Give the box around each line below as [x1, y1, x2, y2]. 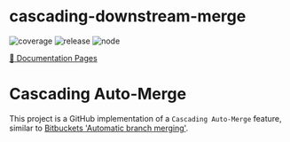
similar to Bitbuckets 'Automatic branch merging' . [9, 122, 189, 133]
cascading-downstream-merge [9, 6, 247, 27]
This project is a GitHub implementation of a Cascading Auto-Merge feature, [9, 113, 282, 123]
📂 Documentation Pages [9, 52, 98, 63]
